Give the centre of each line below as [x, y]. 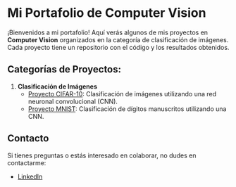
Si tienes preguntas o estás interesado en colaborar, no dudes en [102, 155]
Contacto [28, 138]
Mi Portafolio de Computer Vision [107, 13]
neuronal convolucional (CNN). [73, 101]
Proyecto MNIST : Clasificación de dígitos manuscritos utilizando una [127, 109]
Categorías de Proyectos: [64, 69]
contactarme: [27, 162]
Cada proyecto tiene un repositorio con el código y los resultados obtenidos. [118, 47]
